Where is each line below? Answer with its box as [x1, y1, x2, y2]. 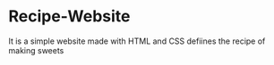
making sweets [8, 45, 64, 55]
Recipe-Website [8, 6, 131, 27]
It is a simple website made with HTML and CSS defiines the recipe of [8, 36, 266, 46]
